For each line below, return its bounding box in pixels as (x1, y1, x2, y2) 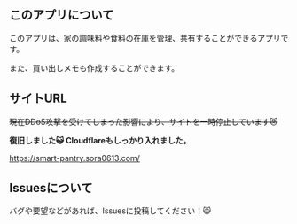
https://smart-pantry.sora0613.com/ (9, 152, 140, 163)
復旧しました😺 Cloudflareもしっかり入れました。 (9, 135, 191, 145)
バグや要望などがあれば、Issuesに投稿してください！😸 (9, 205, 212, 216)
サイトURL (9, 91, 68, 106)
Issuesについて (9, 181, 93, 196)
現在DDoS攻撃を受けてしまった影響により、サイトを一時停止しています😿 (9, 116, 278, 127)
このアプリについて (9, 7, 114, 23)
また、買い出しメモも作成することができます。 (9, 62, 180, 73)
